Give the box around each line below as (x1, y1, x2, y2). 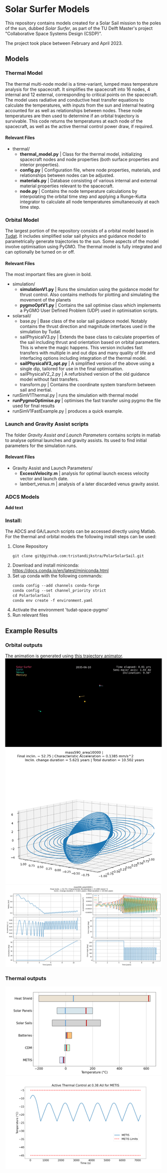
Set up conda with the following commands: (12, 573, 103, 579)
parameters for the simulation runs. (5, 442, 78, 448)
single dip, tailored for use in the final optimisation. (19, 366, 123, 372)
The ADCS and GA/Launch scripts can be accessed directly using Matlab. (5, 528, 157, 534)
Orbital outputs (5, 641, 43, 648)
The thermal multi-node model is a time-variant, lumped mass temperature (5, 81, 158, 87)
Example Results (5, 626, 58, 635)
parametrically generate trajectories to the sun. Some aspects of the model (5, 238, 159, 245)
